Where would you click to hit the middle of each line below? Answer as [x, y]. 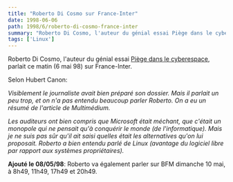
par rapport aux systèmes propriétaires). [66, 151]
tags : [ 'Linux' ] [31, 39]
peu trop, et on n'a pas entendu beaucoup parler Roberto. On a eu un [107, 100]
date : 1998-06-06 [33, 20]
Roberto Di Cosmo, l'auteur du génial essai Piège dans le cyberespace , [109, 59]
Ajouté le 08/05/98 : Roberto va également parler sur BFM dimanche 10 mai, [117, 164]
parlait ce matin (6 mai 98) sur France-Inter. [70, 66]
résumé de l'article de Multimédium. [59, 108]
